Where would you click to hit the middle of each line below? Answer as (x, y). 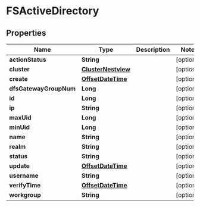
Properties (26, 33)
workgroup (25, 195)
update (19, 166)
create (18, 79)
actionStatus (28, 59)
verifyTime (25, 185)
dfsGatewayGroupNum (43, 89)
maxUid (20, 117)
